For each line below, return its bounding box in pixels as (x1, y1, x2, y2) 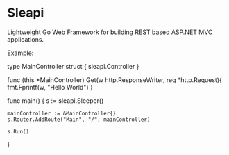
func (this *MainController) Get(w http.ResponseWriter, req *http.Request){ (7, 75, 222, 84)
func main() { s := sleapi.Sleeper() (7, 96, 104, 105)
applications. (7, 35, 44, 43)
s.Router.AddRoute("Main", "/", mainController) (7, 116, 151, 123)
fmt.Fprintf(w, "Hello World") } (7, 83, 94, 91)
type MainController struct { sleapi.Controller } (7, 62, 139, 70)
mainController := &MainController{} (7, 110, 117, 117)
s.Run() (7, 128, 30, 135)
